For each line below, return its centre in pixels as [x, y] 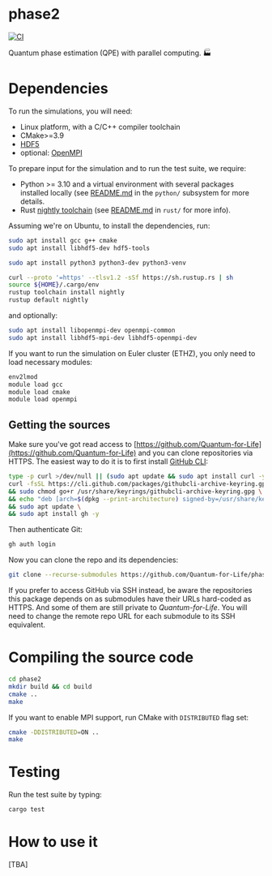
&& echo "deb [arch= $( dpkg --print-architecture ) [94, 499]
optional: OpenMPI [51, 152]
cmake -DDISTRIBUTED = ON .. [54, 732]
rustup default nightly [49, 300]
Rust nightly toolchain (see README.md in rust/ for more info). [125, 210]
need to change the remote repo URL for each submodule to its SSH [122, 616]
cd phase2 [25, 679]
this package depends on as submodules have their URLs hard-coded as [130, 599]
